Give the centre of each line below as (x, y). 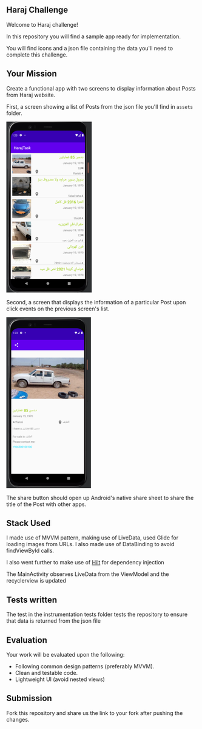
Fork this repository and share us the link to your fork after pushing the (95, 713)
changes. (18, 719)
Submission (29, 698)
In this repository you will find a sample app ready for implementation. (93, 36)
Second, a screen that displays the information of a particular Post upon (96, 302)
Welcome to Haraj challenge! (42, 24)
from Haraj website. (31, 95)
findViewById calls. (30, 551)
